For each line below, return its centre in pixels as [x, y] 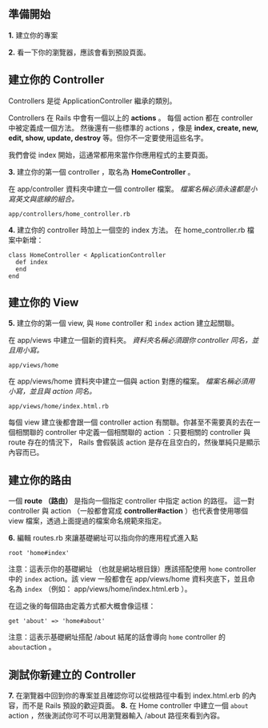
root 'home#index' [39, 553]
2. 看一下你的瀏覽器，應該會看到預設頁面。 [79, 52]
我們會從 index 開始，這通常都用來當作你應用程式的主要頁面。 [110, 155]
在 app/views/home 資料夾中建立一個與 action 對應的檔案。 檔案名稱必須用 [132, 381]
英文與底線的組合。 [46, 199]
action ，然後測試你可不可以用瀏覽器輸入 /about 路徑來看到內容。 [116, 716]
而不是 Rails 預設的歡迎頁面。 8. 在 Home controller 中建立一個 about [135, 706]
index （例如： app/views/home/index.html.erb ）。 [108, 589]
